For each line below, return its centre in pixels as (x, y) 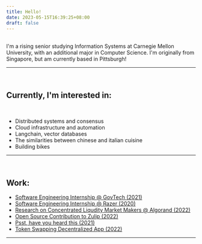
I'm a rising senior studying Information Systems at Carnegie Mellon (90, 46)
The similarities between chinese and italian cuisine (79, 140)
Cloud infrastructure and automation (60, 128)
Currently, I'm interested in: (59, 95)
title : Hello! (24, 12)
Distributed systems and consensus (59, 121)
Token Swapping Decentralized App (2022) (69, 229)
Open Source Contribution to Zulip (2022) (66, 216)
